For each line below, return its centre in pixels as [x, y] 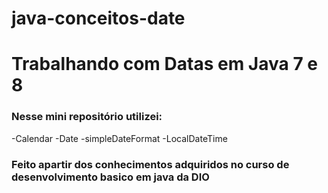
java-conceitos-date [98, 18]
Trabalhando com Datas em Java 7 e [164, 64]
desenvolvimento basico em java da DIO [110, 177]
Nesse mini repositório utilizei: [87, 117]
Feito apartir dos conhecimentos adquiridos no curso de [150, 164]
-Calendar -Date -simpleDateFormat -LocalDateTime [119, 138]
